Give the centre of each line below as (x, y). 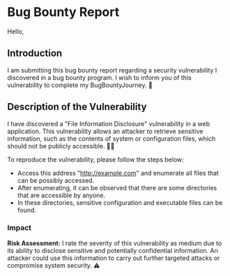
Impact (20, 228)
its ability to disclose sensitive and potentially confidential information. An (113, 250)
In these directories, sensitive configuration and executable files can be (120, 202)
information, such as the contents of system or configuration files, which (112, 138)
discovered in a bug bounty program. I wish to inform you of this (99, 77)
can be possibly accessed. (56, 180)
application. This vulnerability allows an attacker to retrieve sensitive (105, 131)
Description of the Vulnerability (77, 107)
